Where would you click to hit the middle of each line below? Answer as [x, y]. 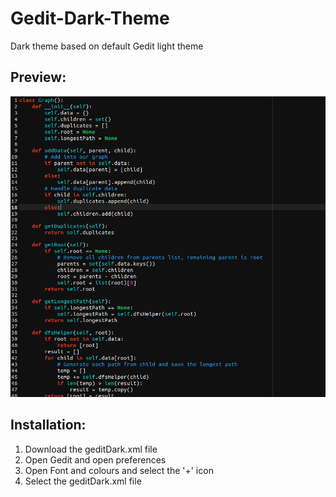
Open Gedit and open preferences [95, 459]
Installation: [48, 425]
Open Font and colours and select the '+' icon [119, 470]
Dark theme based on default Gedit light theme [107, 46]
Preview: [38, 77]
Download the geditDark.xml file [91, 449]
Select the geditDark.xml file [83, 481]
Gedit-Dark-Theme [90, 18]
